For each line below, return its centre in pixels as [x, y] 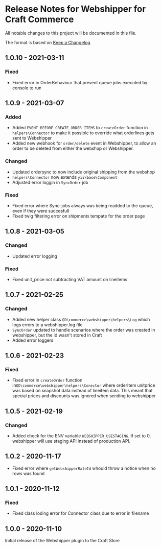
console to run [27, 88]
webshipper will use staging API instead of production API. [71, 441]
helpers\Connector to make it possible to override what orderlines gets [83, 133]
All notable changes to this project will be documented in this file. [71, 33]
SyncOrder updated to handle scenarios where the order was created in [84, 330]
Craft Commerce [40, 19]
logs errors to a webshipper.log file [47, 325]
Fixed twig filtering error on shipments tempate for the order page [79, 216]
